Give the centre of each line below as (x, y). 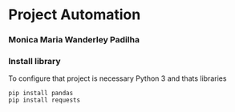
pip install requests (45, 100)
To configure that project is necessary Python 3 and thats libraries (118, 78)
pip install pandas (41, 94)
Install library (35, 62)
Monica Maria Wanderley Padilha (74, 40)
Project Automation (75, 15)
